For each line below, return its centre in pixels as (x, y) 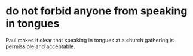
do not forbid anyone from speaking (96, 11)
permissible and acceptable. (41, 46)
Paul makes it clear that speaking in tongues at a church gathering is (90, 40)
